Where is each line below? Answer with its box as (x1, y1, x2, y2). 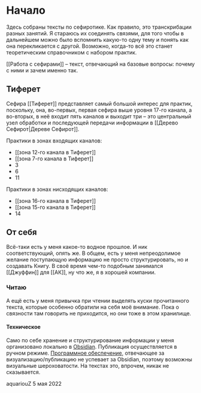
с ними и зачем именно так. (6, 66, 78, 74)
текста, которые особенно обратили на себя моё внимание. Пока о (6, 303, 179, 310)
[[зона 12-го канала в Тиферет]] (14, 148, 96, 156)
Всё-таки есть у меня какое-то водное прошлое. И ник (6, 243, 148, 250)
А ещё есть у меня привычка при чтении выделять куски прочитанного (6, 297, 190, 304)
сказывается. (6, 368, 41, 376)
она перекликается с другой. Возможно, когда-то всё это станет (6, 42, 173, 50)
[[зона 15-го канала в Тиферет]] (14, 203, 96, 211)
